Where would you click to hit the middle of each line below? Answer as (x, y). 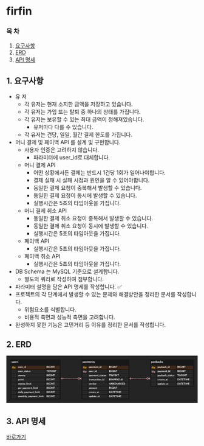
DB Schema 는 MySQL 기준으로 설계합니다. (67, 271)
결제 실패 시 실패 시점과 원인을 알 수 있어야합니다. (91, 180)
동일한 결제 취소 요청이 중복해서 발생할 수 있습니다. (93, 218)
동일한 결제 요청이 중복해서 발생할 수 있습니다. (87, 188)
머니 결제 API (40, 165)
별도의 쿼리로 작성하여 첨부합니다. (64, 279)
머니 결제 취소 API (46, 211)
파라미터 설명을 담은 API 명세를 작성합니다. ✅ (69, 287)
